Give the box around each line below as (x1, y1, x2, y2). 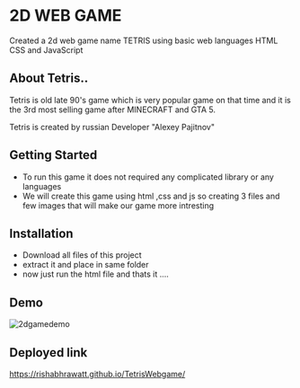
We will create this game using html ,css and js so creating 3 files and (22, 190, 280, 201)
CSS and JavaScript (9, 44, 84, 55)
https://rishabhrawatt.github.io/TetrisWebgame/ (9, 369, 186, 379)
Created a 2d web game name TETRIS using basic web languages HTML (9, 35, 278, 46)
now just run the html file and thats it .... (22, 269, 169, 279)
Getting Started (9, 147, 98, 163)
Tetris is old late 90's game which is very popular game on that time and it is (9, 94, 292, 105)
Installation (9, 225, 74, 241)
